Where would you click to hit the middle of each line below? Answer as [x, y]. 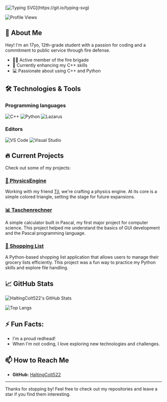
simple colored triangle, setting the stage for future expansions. [70, 197]
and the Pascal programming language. [45, 233]
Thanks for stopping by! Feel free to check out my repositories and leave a [81, 389]
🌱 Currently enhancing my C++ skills [50, 65]
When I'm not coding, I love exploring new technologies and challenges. [86, 344]
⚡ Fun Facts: [25, 324]
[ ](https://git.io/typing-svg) [47, 8]
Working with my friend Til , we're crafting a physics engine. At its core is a [81, 191]
